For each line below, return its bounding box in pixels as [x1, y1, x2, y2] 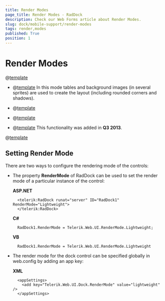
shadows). [12, 95, 35, 101]
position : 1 [5, 36, 30, 41]
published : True [5, 31, 39, 36]
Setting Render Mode [5, 149, 74, 158]
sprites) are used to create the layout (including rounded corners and [12, 89, 157, 95]
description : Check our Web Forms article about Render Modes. [5, 17, 142, 22]
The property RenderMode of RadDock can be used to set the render [12, 172, 158, 178]
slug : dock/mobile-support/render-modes [5, 21, 92, 27]
